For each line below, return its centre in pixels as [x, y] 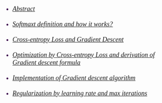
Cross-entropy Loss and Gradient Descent [68, 39]
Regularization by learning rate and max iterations [80, 93]
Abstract [24, 9]
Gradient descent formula [47, 63]
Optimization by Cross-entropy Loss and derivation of [84, 54]
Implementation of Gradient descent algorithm [74, 78]
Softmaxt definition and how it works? [63, 24]
